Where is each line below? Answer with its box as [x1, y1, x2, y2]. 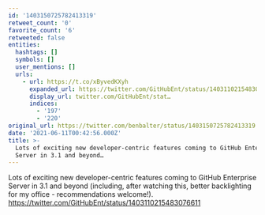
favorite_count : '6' [8, 26, 77, 34]
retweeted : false [8, 33, 65, 42]
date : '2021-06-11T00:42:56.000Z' [8, 129, 122, 137]
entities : [8, 41, 41, 49]
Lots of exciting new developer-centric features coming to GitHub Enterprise [8, 173, 257, 183]
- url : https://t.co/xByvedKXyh [22, 77, 129, 85]
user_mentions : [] [15, 63, 77, 71]
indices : [28, 100, 58, 107]
